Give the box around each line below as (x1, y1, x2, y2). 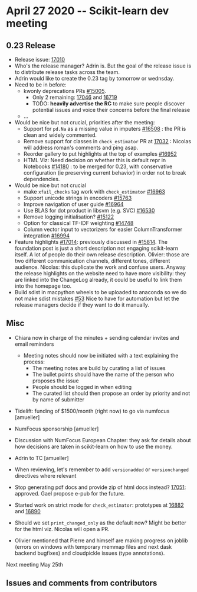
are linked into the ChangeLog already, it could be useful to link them (14, 276, 182, 283)
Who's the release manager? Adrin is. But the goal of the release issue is (14, 62, 192, 69)
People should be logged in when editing (32, 383, 132, 390)
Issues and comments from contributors (6, 578, 157, 588)
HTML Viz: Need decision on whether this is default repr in (23, 157, 166, 163)
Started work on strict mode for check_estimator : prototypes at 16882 (14, 501, 184, 509)
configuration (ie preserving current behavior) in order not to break (23, 169, 186, 176)
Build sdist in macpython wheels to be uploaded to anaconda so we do (14, 289, 187, 295)
